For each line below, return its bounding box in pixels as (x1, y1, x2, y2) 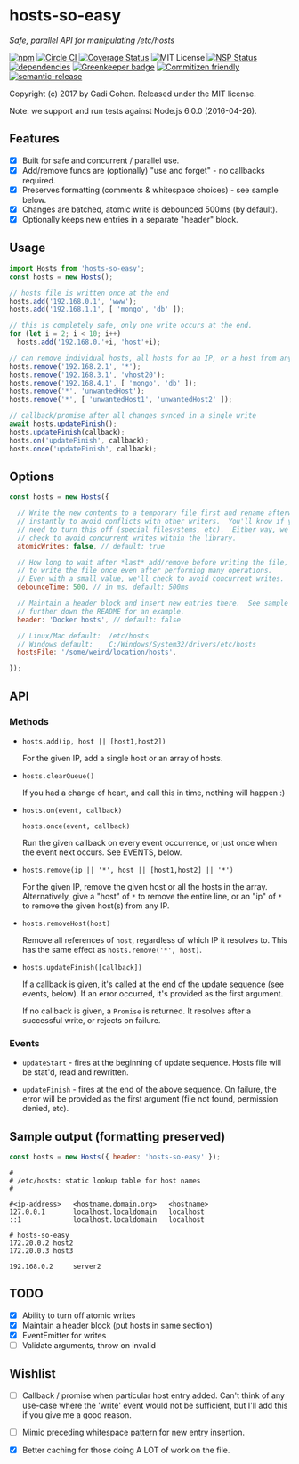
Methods (9, 715, 49, 728)
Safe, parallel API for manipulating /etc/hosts (9, 35, 175, 45)
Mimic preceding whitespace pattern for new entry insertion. (21, 1427, 245, 1437)
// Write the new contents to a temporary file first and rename (17, 508, 265, 517)
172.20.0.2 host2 (9, 1239, 74, 1248)
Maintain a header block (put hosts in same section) (21, 1320, 214, 1330)
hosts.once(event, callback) (21, 821, 131, 831)
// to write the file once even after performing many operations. (17, 566, 273, 575)
